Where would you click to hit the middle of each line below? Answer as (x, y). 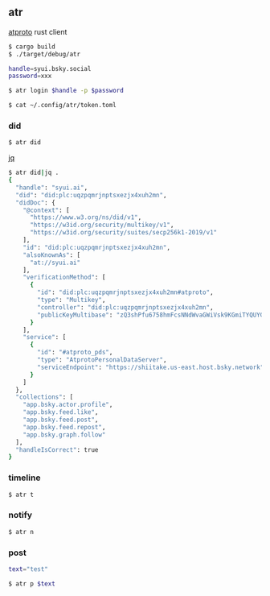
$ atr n (21, 532)
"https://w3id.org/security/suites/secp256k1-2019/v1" (123, 233)
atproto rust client (38, 31)
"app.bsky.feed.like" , (61, 412)
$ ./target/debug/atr (45, 54)
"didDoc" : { (36, 203)
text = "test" (28, 569)
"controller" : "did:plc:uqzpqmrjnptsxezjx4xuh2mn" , (126, 307)
